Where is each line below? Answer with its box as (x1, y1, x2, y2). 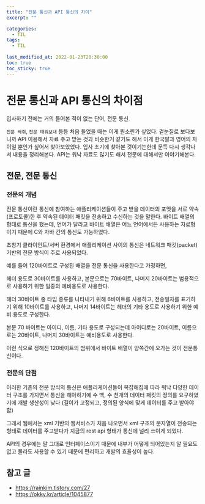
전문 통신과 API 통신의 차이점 (6, 93, 143, 108)
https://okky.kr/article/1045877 (15, 491, 94, 498)
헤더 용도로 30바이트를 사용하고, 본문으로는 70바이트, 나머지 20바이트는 (6, 275, 178, 282)
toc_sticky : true (6, 65, 51, 71)
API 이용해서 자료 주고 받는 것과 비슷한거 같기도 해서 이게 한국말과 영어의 (17, 136, 191, 143)
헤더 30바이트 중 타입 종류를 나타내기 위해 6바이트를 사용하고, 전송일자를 (6, 296, 180, 303)
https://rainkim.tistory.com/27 (15, 484, 91, 492)
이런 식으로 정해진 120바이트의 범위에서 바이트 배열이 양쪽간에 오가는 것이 (6, 345, 182, 352)
